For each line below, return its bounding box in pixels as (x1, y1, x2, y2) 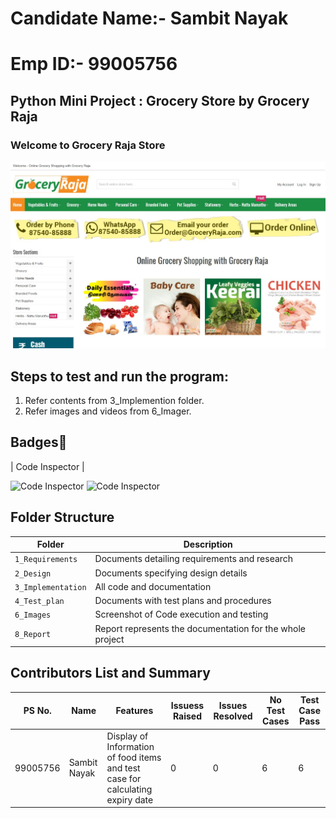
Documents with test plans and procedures (94, 595, 272, 607)
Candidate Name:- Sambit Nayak (10, 7, 289, 30)
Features (115, 705, 154, 717)
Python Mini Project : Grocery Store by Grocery (10, 92, 310, 109)
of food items (106, 751, 162, 763)
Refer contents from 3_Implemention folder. (24, 394, 205, 406)
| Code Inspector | (10, 460, 85, 472)
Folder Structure (10, 509, 115, 526)
